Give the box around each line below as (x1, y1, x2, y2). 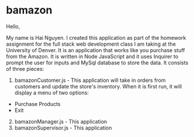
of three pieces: (6, 65, 44, 72)
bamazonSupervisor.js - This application (14, 124, 112, 131)
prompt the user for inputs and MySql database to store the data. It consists (6, 59, 189, 66)
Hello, (6, 23, 20, 30)
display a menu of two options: (14, 89, 89, 96)
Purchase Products (14, 100, 61, 107)
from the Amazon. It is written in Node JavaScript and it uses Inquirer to (6, 53, 179, 60)
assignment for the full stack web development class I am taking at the (6, 40, 176, 47)
